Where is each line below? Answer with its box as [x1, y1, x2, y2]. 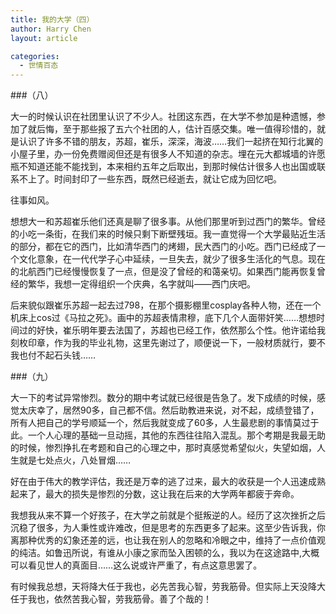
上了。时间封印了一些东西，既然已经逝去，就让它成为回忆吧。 [27, 173, 282, 185]
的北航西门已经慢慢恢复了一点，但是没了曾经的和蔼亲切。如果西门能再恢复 [10, 266, 317, 278]
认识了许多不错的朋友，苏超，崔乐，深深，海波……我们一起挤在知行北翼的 [18, 136, 324, 148]
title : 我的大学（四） [10, 14, 95, 25]
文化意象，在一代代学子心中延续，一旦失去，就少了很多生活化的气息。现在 [18, 253, 326, 265]
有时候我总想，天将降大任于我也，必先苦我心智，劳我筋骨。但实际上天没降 [10, 581, 317, 593]
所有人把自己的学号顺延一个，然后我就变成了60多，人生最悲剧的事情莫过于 [10, 417, 320, 429]
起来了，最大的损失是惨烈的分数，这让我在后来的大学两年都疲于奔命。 [10, 488, 300, 500]
